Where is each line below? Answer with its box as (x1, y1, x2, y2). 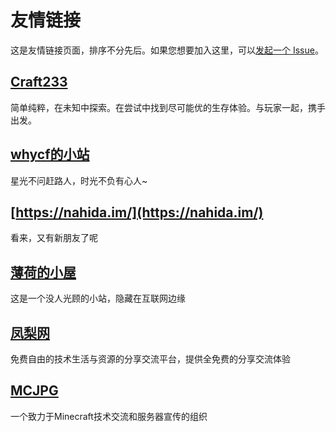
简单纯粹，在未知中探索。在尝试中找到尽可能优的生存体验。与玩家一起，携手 (10, 101, 326, 113)
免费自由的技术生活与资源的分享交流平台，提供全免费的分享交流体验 (10, 353, 291, 365)
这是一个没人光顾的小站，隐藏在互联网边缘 (10, 292, 186, 305)
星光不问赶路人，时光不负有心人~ (10, 174, 148, 186)
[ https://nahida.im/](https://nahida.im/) (10, 204, 264, 221)
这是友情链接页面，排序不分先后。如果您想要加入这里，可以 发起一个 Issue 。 (10, 44, 324, 56)
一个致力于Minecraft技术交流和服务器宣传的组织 (10, 410, 208, 422)
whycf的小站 (10, 146, 90, 163)
